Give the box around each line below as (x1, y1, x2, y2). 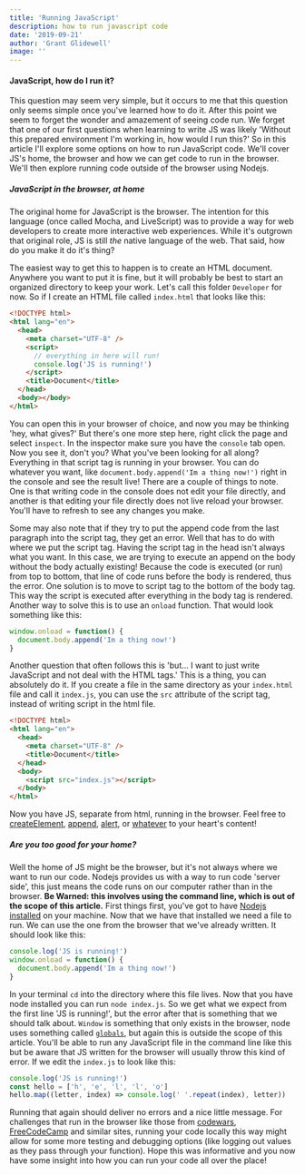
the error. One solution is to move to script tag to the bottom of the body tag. (9, 580, 296, 591)
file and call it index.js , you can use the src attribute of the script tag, (9, 689, 271, 700)
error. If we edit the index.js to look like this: (9, 1056, 176, 1067)
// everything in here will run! (33, 351, 161, 360)
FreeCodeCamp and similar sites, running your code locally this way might (9, 1126, 288, 1137)
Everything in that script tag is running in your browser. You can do (9, 456, 260, 467)
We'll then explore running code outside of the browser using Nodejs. (9, 162, 270, 173)
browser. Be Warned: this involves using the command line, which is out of (9, 891, 295, 902)
